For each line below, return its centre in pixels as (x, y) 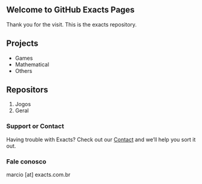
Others (24, 71)
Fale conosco (26, 161)
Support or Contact (35, 126)
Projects (22, 44)
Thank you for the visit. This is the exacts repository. (72, 24)
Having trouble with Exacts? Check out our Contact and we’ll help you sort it (101, 139)
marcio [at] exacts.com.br (38, 175)
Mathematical (32, 64)
